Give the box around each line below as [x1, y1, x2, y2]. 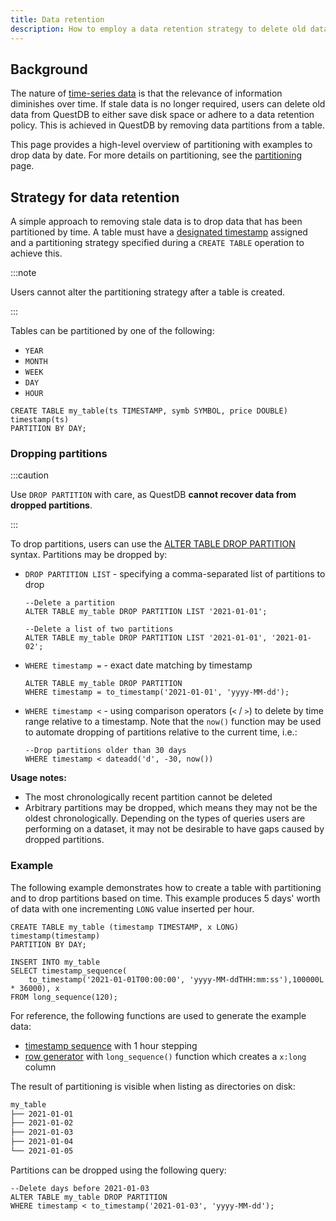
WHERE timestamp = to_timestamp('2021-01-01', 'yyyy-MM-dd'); [24, 687, 290, 698]
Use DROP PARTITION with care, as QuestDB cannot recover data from [10, 489, 297, 501]
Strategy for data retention [10, 189, 180, 206]
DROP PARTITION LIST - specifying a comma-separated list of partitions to [24, 568, 326, 580]
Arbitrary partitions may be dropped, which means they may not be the [24, 802, 318, 814]
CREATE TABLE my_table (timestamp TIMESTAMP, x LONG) [10, 922, 240, 932]
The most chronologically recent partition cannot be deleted [24, 791, 273, 803]
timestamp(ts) [10, 415, 70, 425]
